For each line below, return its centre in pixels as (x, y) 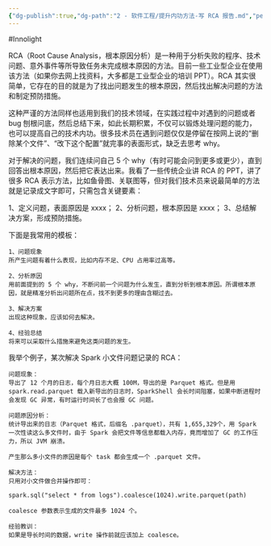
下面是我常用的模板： (44, 235)
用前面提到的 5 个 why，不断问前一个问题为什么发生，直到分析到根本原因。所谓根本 (129, 284)
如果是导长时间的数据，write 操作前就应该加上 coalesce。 (96, 535)
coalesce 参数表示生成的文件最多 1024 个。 (75, 511)
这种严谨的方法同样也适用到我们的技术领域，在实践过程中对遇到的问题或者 (132, 113)
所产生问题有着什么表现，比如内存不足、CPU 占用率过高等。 (94, 260)
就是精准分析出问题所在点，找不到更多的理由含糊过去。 (98, 293)
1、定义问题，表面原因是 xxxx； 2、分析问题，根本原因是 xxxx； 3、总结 (129, 207)
